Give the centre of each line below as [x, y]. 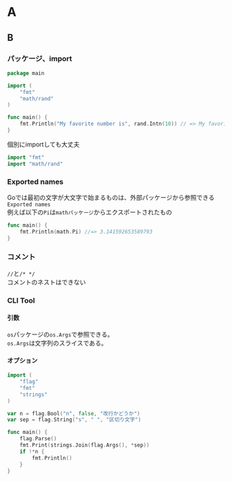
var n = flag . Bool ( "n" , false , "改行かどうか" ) [74, 413]
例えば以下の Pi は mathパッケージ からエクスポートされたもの [90, 212]
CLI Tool [21, 300]
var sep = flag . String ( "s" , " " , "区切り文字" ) [74, 420]
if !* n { [32, 451]
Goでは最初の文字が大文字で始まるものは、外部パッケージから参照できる [111, 197]
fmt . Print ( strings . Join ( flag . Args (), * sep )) [85, 445]
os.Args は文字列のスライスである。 [57, 343]
